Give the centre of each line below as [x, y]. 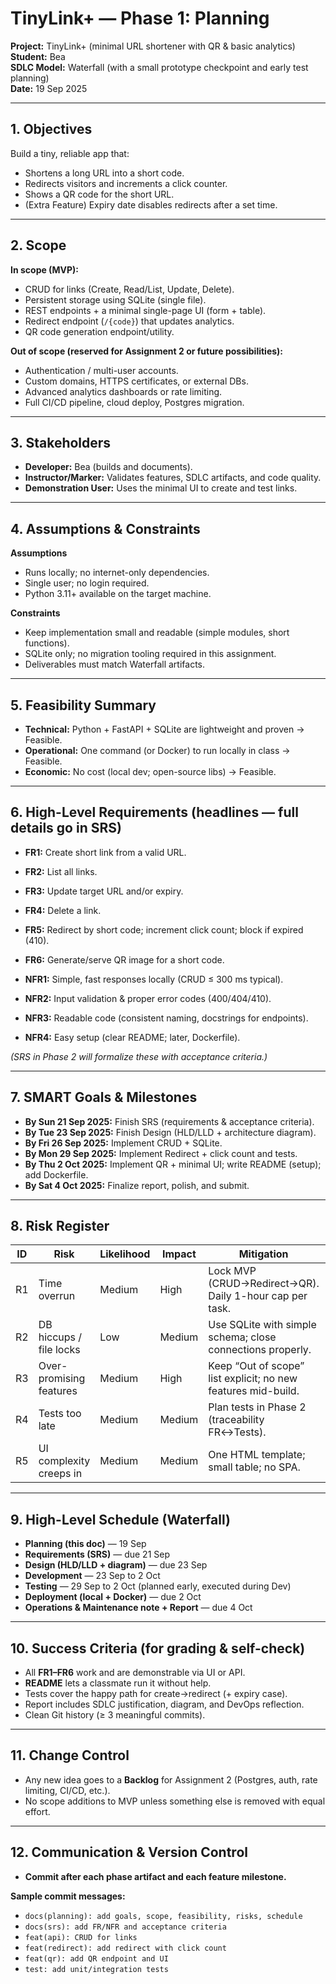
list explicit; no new [253, 1379]
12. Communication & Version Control [129, 1852]
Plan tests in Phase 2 [257, 1407]
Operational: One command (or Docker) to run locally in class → [157, 750]
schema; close [242, 1337]
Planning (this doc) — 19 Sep [85, 1544]
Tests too [60, 1414]
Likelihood [125, 1254]
